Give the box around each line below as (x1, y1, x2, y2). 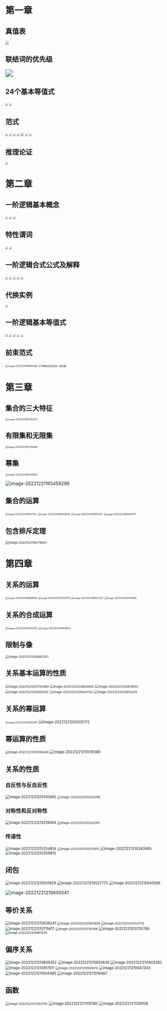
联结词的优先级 (5, 55, 53, 64)
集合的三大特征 (5, 404, 53, 412)
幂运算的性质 (5, 734, 46, 743)
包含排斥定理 (5, 527, 46, 535)
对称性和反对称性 (5, 807, 48, 814)
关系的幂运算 (5, 705, 46, 713)
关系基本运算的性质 (5, 669, 66, 678)
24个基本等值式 (5, 87, 55, 96)
